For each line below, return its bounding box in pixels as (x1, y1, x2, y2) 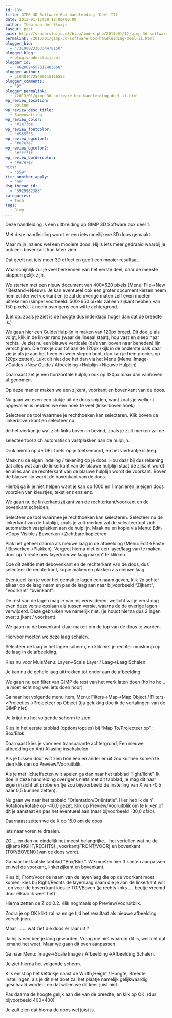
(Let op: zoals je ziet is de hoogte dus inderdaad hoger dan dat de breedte (5, 313, 162, 320)
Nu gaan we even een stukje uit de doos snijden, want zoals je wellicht (5, 397, 154, 403)
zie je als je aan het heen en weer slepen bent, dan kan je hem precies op (5, 351, 160, 357)
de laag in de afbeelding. (5, 649, 58, 655)
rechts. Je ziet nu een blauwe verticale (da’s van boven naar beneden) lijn (5, 340, 161, 346)
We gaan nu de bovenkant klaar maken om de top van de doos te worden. (5, 624, 161, 630)
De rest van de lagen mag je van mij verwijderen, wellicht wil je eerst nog (5, 598, 159, 604)
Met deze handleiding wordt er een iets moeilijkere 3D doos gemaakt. (5, 231, 152, 238)
